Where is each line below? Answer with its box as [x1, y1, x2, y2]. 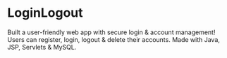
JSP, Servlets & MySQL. [7, 43, 77, 51]
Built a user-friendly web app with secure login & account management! [7, 28, 216, 36]
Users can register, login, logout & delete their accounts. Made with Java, [7, 35, 221, 43]
